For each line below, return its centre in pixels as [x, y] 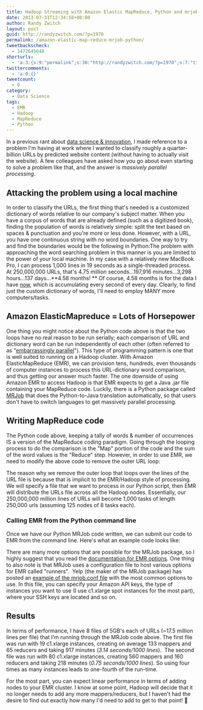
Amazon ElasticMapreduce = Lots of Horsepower [101, 316]
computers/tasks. [28, 297]
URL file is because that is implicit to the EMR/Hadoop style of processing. [99, 479]
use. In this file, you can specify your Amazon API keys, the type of [90, 584]
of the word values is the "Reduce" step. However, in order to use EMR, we [99, 455]
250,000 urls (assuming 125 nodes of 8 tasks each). [71, 505]
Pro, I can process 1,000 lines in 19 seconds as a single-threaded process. [99, 265]
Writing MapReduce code [55, 421]
